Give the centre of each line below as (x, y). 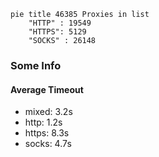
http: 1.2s (43, 122)
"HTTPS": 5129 (57, 32)
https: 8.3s (47, 133)
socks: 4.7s (48, 144)
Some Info (36, 65)
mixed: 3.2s (48, 112)
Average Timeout (47, 89)
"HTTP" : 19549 (60, 23)
